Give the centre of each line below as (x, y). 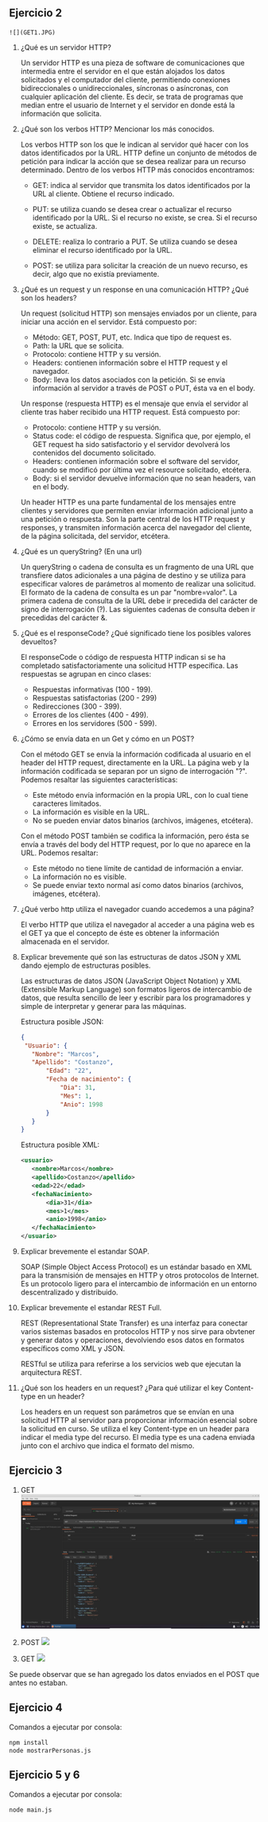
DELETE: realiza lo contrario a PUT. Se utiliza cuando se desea (135, 241)
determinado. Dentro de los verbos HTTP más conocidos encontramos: (138, 170)
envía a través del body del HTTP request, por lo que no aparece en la (136, 844)
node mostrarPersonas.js (50, 1750)
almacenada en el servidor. (65, 941)
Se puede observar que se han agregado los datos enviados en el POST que (134, 1674)
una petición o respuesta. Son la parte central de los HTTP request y (133, 519)
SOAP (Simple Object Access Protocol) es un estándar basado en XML (136, 1267)
